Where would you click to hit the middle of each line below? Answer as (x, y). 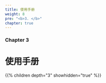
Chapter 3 (17, 40)
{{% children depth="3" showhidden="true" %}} (53, 75)
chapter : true (19, 23)
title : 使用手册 (20, 9)
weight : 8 (15, 14)
